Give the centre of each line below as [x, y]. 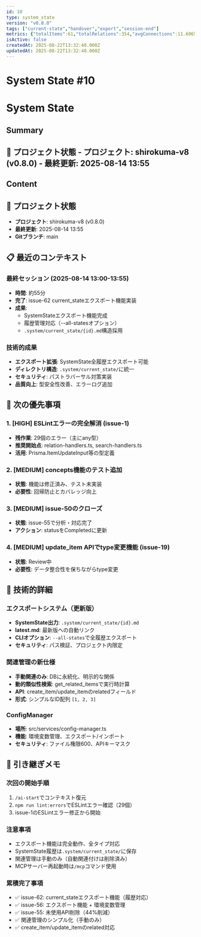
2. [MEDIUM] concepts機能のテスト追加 [64, 470]
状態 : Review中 [33, 562]
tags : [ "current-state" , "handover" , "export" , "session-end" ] [83, 29]
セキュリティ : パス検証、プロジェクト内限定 [68, 645]
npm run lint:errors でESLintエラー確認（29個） [75, 805]
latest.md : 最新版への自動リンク [55, 630]
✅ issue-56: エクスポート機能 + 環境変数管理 [70, 905]
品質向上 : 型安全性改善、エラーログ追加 [63, 384]
